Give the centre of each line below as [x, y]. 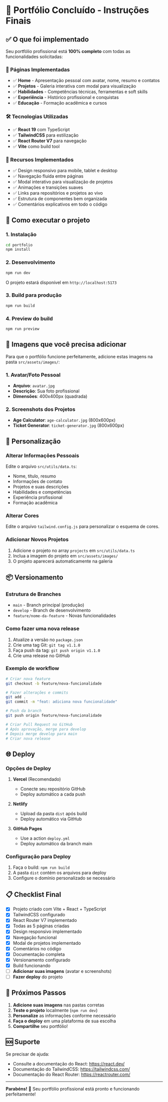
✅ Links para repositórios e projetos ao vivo [58, 193]
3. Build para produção [34, 295]
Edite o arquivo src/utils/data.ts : [41, 466]
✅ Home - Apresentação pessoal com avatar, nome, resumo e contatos [86, 81]
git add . [16, 697]
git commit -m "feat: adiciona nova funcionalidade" [62, 702]
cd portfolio [19, 245]
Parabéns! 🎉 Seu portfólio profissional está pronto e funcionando [73, 1088]
